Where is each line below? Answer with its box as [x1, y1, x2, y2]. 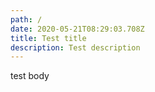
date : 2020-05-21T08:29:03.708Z [10, 24, 145, 34]
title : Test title [10, 33, 87, 43]
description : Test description [10, 42, 141, 53]
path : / [10, 14, 43, 25]
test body [10, 70, 50, 82]
